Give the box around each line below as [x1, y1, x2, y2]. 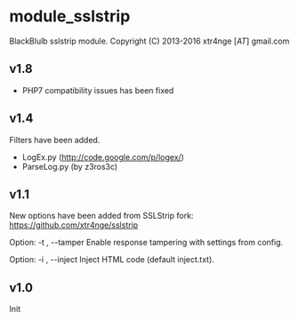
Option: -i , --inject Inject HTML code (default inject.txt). [9, 254, 215, 265]
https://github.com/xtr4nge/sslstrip [9, 220, 139, 230]
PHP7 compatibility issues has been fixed [21, 84, 174, 95]
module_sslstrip [9, 6, 131, 27]
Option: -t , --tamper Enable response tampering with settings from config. [9, 237, 284, 248]
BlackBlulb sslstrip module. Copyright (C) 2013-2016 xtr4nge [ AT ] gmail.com [9, 36, 290, 46]
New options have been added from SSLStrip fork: [9, 211, 194, 221]
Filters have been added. [9, 134, 101, 145]
